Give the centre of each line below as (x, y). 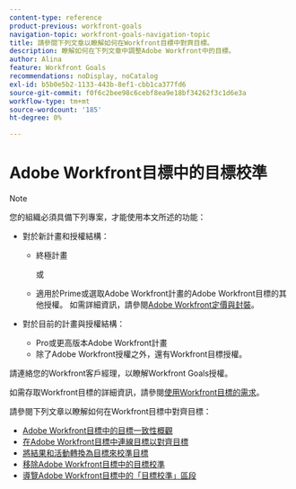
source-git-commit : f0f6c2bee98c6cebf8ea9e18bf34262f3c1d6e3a (128, 93)
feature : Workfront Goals (57, 68)
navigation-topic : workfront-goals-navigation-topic (110, 34)
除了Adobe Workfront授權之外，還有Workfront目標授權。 (141, 354)
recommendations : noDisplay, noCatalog (84, 76)
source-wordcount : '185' (56, 110)
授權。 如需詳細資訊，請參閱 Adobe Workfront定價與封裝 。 (151, 305)
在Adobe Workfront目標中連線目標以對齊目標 (105, 442)
